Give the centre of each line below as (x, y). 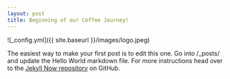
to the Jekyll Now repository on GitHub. (64, 68)
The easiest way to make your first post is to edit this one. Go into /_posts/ (114, 53)
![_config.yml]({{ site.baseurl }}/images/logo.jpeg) (79, 39)
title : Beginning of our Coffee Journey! (68, 20)
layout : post (26, 14)
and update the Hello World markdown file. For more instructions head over (115, 60)
